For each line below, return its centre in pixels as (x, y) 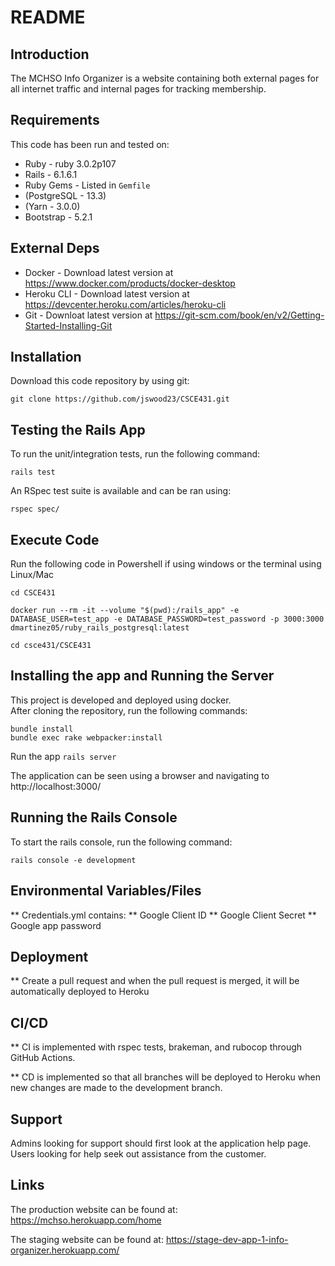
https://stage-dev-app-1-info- (227, 1239)
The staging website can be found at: (87, 1239)
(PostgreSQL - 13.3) (65, 195)
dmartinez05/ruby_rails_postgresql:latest (100, 628)
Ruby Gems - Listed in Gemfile (87, 185)
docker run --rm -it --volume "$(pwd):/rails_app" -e (125, 611)
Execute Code (55, 539)
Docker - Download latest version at (99, 272)
